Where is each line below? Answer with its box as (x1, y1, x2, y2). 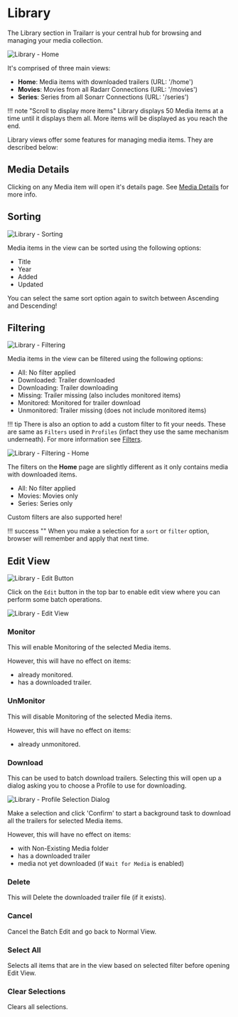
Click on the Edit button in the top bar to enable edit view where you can (7, 588, 220, 596)
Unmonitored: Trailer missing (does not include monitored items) (17, 406, 207, 414)
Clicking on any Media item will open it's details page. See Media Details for (7, 182, 229, 191)
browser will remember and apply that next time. (7, 534, 149, 543)
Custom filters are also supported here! (7, 513, 122, 521)
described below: (7, 142, 58, 151)
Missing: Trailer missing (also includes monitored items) (17, 391, 181, 400)
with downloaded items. (7, 470, 77, 479)
